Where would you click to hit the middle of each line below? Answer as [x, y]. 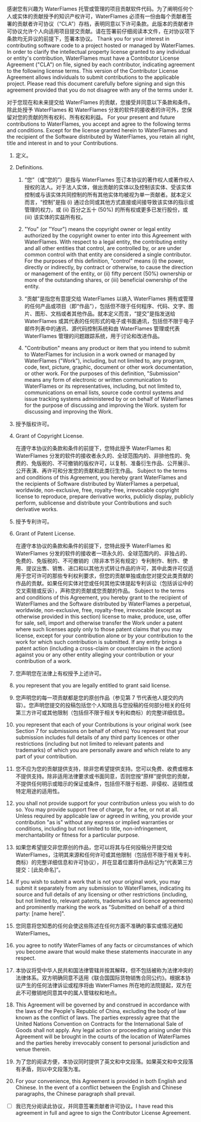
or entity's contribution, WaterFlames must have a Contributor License [93, 58]
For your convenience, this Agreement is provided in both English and [101, 1081]
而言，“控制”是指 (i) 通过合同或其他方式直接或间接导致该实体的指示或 [109, 202]
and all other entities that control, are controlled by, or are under [103, 248]
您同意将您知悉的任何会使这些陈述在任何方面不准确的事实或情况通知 [99, 926]
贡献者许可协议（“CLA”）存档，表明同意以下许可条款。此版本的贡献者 [103, 24]
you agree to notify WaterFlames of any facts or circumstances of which [104, 945]
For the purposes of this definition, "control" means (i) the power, [104, 261]
